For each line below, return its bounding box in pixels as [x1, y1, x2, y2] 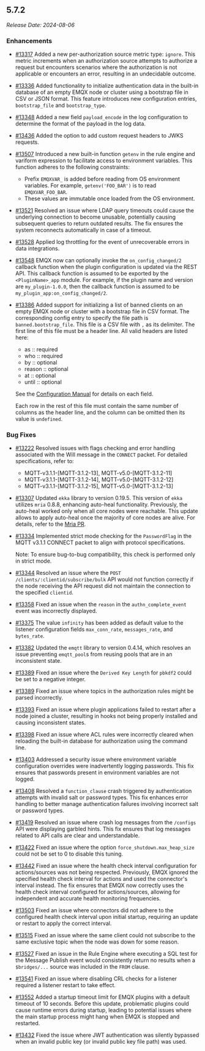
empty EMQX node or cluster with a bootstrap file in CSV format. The [15, 308, 190, 315]
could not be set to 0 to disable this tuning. [15, 850, 124, 858]
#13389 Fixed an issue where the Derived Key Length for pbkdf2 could [15, 669, 192, 676]
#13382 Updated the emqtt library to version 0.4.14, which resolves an [15, 644, 192, 652]
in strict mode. [15, 557, 52, 565]
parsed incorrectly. [15, 694, 63, 701]
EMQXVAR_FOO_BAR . [24, 189, 68, 196]
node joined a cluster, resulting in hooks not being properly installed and [15, 713, 198, 720]
